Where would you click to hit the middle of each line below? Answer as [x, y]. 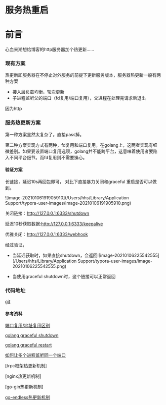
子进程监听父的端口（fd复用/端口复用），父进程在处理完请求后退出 [79, 98]
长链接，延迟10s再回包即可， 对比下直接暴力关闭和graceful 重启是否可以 [79, 181]
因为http [14, 109]
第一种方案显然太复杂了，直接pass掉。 [45, 134]
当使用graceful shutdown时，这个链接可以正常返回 [64, 276]
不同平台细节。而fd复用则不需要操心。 [48, 157]
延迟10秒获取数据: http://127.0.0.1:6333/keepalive [54, 224]
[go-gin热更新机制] [24, 387]
